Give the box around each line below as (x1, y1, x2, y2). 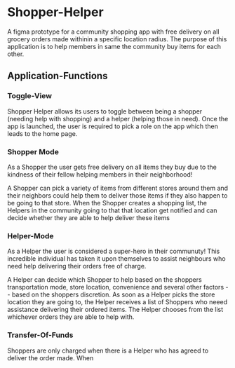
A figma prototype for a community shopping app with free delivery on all (7, 27, 220, 36)
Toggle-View (7, 91, 53, 101)
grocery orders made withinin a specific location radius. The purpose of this (7, 34, 227, 43)
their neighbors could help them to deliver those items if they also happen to (7, 191, 228, 200)
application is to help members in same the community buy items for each (7, 42, 221, 50)
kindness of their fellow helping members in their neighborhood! (7, 170, 193, 179)
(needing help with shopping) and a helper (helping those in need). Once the (7, 114, 229, 123)
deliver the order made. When (7, 353, 94, 362)
